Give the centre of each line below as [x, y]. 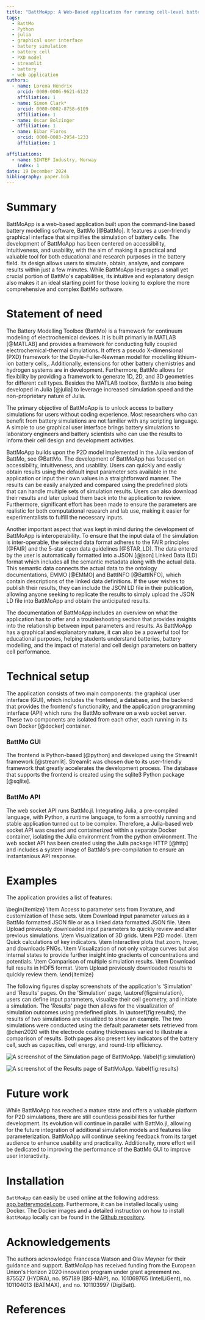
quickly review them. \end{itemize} [50, 975]
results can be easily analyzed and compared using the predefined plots [97, 485]
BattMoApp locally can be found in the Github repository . [76, 1217]
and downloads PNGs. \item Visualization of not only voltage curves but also [103, 949]
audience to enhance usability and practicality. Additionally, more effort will [101, 1143]
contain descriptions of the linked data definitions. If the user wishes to [95, 581]
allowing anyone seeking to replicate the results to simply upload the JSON [101, 594]
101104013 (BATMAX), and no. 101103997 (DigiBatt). [71, 1285]
